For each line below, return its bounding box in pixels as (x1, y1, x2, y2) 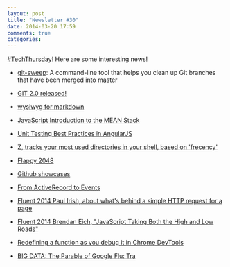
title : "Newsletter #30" (7, 17, 79, 24)
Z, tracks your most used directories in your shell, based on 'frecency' (17, 143, 218, 151)
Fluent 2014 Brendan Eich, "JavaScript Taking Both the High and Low (17, 218, 214, 226)
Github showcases (17, 170, 71, 178)
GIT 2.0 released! (17, 89, 67, 98)
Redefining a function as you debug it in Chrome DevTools (17, 239, 184, 247)
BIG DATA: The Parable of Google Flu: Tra (17, 252, 136, 260)
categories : (7, 36, 42, 43)
